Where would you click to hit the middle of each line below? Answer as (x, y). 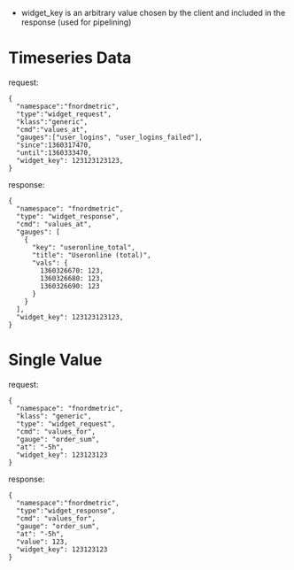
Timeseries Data (70, 58)
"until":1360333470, (54, 153)
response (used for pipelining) (76, 22)
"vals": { (50, 263)
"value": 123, (42, 542)
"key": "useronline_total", (84, 247)
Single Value (55, 360)
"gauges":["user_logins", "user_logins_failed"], (109, 137)
